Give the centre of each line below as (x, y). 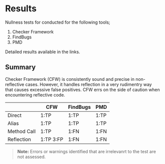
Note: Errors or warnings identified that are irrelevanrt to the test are (86, 151)
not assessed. (31, 157)
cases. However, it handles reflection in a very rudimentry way (89, 84)
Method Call (22, 131)
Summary (20, 67)
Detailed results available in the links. (43, 52)
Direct (15, 115)
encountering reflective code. (35, 95)
